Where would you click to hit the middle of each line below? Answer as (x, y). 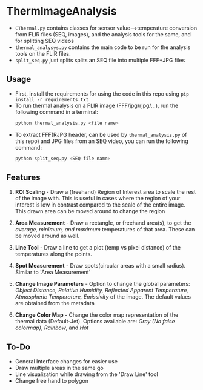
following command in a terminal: (56, 112)
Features (23, 177)
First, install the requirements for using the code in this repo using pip (102, 94)
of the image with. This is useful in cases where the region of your (98, 199)
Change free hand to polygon (52, 381)
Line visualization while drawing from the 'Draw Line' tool (87, 374)
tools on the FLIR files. (43, 53)
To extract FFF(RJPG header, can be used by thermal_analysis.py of (101, 134)
